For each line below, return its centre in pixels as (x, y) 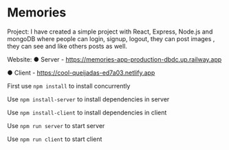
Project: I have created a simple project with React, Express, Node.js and (110, 32)
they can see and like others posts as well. (67, 46)
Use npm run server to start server (56, 125)
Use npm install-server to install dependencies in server (88, 99)
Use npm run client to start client (55, 139)
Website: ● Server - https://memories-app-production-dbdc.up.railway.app (115, 59)
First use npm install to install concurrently (69, 86)
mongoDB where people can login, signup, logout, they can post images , (111, 38)
